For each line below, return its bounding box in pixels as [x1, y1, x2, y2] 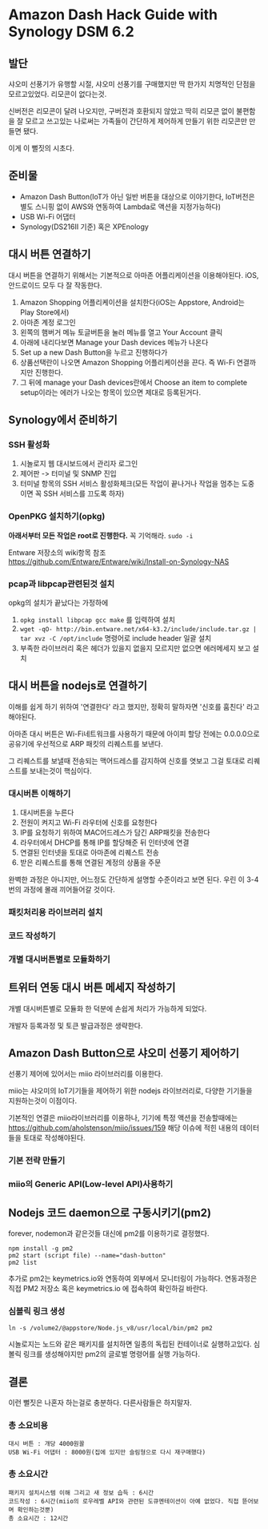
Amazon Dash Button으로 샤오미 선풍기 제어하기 [8, 1046, 240, 1060]
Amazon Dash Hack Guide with [8, 6, 218, 24]
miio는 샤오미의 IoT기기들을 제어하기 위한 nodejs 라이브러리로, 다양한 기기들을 [8, 1086, 253, 1096]
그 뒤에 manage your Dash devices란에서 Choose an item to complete [19, 377, 248, 387]
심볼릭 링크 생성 [8, 1306, 66, 1317]
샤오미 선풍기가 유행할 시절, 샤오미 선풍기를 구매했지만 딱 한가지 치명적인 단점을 [8, 79, 256, 89]
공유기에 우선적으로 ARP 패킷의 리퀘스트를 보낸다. [8, 738, 163, 748]
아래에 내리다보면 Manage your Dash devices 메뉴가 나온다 [19, 337, 209, 347]
